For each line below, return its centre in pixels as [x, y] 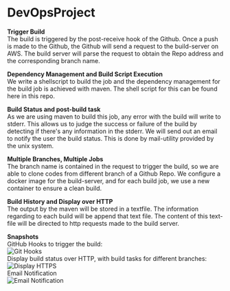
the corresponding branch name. [54, 60]
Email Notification [32, 273]
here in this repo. [31, 96]
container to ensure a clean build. [55, 188]
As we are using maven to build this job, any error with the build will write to [114, 116]
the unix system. [31, 145]
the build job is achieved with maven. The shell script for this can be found [112, 89]
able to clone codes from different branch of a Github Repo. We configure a [114, 174]
